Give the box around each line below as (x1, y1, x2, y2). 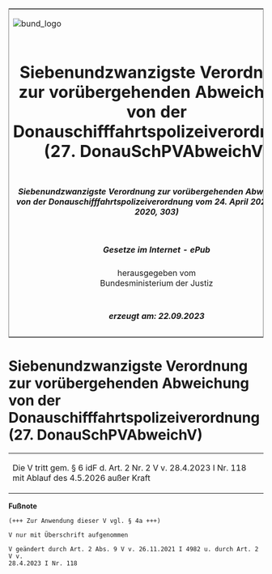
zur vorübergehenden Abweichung (8, 374, 249, 392)
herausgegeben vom (117, 267, 197, 278)
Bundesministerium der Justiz (100, 278, 214, 289)
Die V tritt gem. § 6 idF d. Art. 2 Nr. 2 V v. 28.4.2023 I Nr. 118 (12, 461, 247, 473)
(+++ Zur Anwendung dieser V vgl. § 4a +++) (8, 517, 161, 525)
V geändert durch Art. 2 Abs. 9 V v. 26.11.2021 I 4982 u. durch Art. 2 (8, 545, 259, 553)
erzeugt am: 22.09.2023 (108, 310, 205, 321)
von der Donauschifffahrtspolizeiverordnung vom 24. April (15, 196, 249, 207)
